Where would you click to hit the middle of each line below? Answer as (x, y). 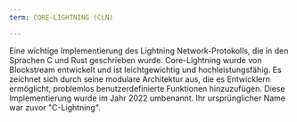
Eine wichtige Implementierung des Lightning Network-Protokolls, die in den (149, 51)
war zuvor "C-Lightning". (55, 107)
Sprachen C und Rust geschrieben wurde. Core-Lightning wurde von (136, 60)
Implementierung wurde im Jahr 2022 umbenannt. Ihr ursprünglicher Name (148, 98)
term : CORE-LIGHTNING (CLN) (62, 17)
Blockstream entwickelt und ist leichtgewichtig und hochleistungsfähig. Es (146, 69)
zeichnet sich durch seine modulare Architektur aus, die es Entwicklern (140, 79)
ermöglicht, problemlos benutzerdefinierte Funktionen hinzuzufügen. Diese (147, 88)
